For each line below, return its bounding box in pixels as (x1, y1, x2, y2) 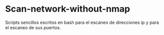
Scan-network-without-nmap (5, 3, 131, 15)
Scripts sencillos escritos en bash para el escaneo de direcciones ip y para (5, 19, 160, 25)
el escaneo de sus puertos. (5, 24, 61, 30)
